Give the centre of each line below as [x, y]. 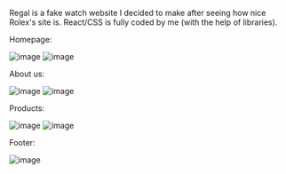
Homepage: [31, 40]
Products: [27, 108]
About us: [27, 74]
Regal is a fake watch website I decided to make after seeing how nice [138, 13]
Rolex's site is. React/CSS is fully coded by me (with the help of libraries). [143, 22]
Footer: [22, 142]
